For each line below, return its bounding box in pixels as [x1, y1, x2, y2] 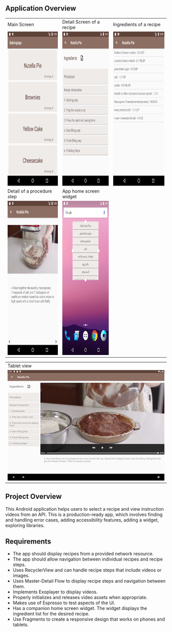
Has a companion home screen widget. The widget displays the [12, 605, 147, 611]
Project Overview [5, 492, 62, 501]
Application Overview [5, 4, 76, 13]
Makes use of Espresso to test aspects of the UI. [12, 600, 115, 606]
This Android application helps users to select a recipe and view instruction [5, 506, 164, 512]
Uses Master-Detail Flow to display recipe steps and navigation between [12, 578, 166, 584]
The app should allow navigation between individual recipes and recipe [12, 556, 163, 562]
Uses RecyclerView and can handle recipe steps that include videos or [12, 567, 162, 573]
